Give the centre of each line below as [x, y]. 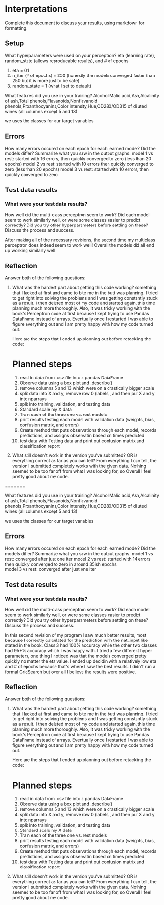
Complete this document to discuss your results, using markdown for [75, 23]
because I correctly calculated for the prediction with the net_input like [77, 640]
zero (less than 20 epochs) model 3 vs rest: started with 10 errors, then [77, 169]
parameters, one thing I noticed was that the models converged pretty [76, 656]
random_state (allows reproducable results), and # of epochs [67, 61]
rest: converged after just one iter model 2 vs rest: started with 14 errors [78, 559]
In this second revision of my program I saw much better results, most [76, 635]
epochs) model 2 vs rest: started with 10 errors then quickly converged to [79, 164]
